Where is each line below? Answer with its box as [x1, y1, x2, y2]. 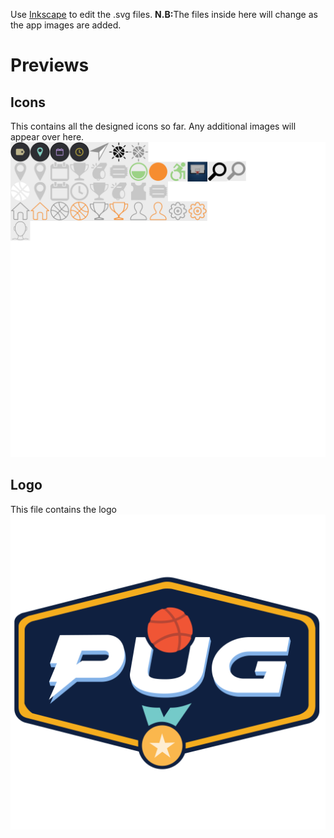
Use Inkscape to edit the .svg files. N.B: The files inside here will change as [10, 9, 318, 20]
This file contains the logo [10, 503, 117, 515]
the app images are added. [10, 19, 122, 31]
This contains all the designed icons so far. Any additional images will [10, 120, 297, 132]
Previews [10, 54, 90, 77]
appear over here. [10, 131, 85, 143]
